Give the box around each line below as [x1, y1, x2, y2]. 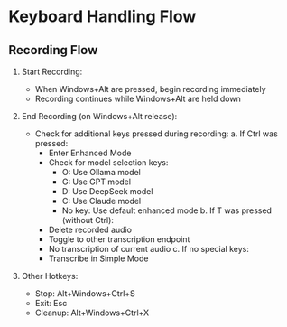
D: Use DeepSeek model [61, 186, 153, 196]
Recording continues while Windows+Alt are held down [34, 93, 241, 104]
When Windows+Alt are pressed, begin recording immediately [34, 84, 267, 94]
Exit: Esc [34, 298, 68, 308]
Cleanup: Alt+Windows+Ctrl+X [34, 307, 150, 318]
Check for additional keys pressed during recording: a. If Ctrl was [34, 128, 279, 139]
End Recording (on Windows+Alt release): [21, 111, 178, 121]
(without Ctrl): [61, 215, 115, 225]
